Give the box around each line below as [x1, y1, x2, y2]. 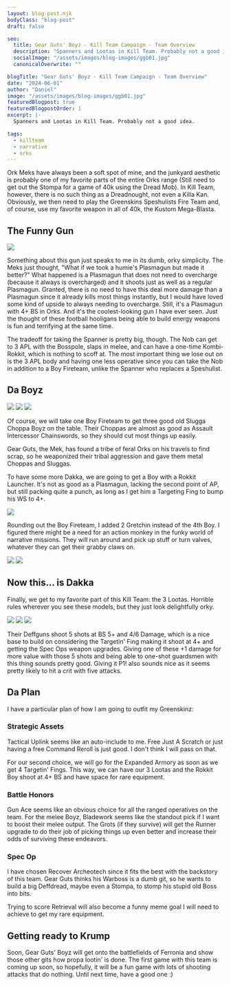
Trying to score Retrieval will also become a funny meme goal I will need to [7, 902, 219, 911]
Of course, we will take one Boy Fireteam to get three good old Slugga [7, 417, 206, 425]
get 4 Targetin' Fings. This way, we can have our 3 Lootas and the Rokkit [7, 765, 213, 774]
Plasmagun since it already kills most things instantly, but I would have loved [7, 293, 223, 301]
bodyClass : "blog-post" [7, 17, 76, 23]
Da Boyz [7, 385, 43, 396]
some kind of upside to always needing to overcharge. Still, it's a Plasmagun [7, 300, 223, 308]
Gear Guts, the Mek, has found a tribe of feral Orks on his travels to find [7, 444, 210, 453]
